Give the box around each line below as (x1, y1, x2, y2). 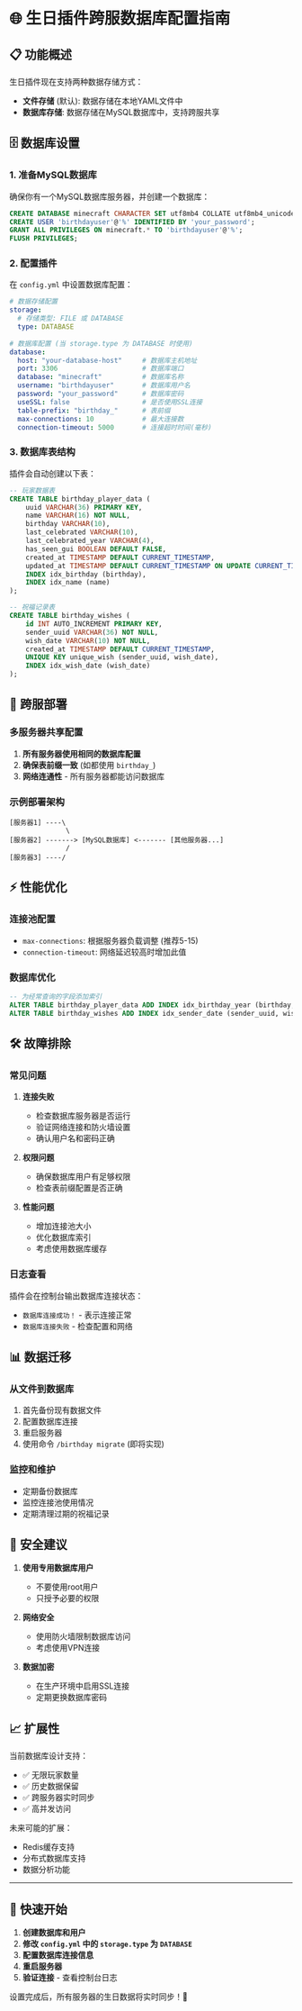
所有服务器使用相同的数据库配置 (22, 748, 141, 759)
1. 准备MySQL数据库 (9, 168, 97, 181)
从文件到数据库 (9, 1382, 75, 1395)
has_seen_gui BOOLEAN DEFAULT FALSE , (25, 544, 167, 554)
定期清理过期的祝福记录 (22, 1508, 110, 1518)
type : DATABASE (17, 322, 75, 331)
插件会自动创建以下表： (9, 467, 96, 478)
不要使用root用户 (35, 1581, 99, 1592)
